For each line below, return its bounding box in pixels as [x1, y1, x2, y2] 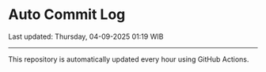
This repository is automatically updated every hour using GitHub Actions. [8, 54, 249, 64]
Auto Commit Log [8, 6, 126, 24]
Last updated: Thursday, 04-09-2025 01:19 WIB [8, 32, 164, 41]
